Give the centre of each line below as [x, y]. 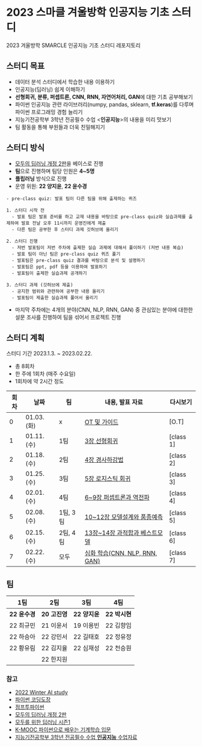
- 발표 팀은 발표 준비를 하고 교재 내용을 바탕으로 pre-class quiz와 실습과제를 [99, 217]
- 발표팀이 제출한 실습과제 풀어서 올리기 [55, 298]
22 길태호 [86, 637]
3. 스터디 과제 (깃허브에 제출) [40, 285]
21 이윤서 [54, 625]
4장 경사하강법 [104, 460]
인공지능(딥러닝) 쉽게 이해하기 [50, 89]
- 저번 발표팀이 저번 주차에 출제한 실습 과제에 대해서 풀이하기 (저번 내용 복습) [98, 248]
